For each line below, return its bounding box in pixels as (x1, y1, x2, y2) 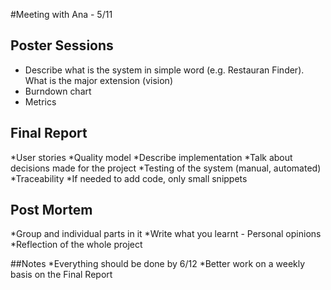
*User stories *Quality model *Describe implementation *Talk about (10, 151, 293, 163)
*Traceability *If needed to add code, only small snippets (10, 172, 248, 184)
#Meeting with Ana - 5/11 (10, 9, 113, 20)
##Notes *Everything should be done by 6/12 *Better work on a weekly (10, 258, 306, 270)
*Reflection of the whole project (10, 239, 143, 251)
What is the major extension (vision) (24, 74, 173, 86)
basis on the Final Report (10, 269, 113, 281)
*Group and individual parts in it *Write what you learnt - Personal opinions (10, 228, 322, 240)
